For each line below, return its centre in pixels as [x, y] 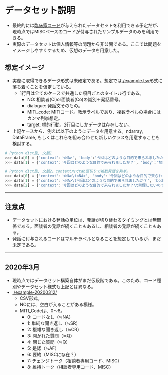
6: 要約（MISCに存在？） [53, 354]
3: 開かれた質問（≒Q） [51, 336]
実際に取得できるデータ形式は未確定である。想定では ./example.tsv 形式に [87, 80]
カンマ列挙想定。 [45, 118]
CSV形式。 [31, 298]
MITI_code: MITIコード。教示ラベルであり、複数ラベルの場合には [94, 112]
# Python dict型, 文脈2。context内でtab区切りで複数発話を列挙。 [68, 171]
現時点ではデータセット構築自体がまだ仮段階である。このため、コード [85, 280]
